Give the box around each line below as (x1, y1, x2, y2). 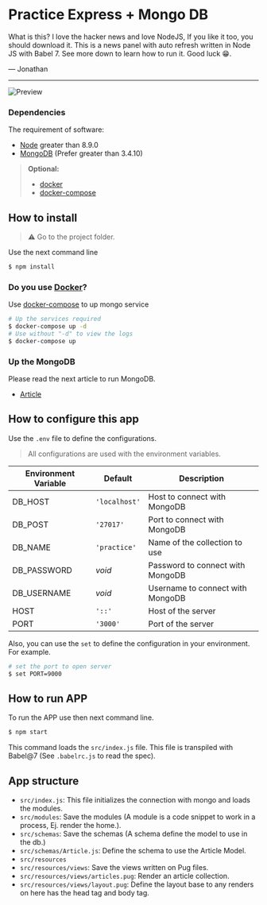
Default (103, 473, 133, 484)
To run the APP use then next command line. (8, 713, 154, 722)
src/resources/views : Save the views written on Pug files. (19, 863, 209, 872)
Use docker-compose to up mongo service (8, 300, 149, 309)
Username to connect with (148, 582, 248, 594)
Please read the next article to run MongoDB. (8, 374, 157, 384)
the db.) (19, 837, 46, 847)
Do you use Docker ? (8, 281, 87, 292)
